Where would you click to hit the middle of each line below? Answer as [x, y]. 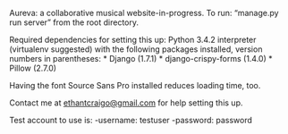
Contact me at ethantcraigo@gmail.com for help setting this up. [126, 103]
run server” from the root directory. [74, 22]
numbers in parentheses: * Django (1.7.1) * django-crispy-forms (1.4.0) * [141, 59]
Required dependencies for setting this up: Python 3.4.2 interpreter [133, 40]
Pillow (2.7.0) [33, 68]
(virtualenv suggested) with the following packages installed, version [136, 49]
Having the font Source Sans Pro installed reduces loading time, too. [135, 85]
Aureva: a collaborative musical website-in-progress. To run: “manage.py [144, 13]
